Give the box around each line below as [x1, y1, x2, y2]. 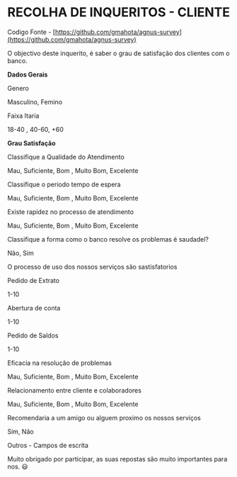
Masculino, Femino [7, 97, 62, 106]
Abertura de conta [7, 303, 61, 312]
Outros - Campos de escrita [7, 441, 88, 449]
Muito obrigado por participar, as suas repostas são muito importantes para [7, 454, 228, 463]
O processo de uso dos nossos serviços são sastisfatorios [7, 262, 178, 271]
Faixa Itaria [7, 111, 40, 120]
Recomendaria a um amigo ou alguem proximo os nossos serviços [7, 413, 202, 422]
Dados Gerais [7, 70, 48, 79]
